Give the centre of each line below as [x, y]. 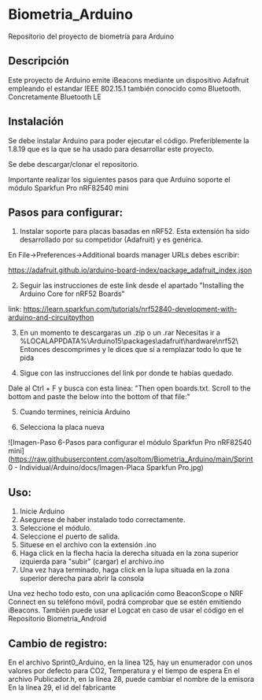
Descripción [39, 61]
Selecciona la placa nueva [62, 428]
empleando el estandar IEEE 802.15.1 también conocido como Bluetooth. [125, 88]
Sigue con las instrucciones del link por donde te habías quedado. [127, 373]
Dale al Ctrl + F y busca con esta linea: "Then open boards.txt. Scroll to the [129, 388]
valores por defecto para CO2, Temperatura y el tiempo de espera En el [124, 670]
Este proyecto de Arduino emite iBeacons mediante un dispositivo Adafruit [129, 80]
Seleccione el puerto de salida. [70, 536]
